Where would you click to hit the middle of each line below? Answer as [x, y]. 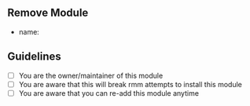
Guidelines [34, 57]
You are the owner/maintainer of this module [91, 75]
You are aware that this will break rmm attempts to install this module [131, 84]
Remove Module [48, 13]
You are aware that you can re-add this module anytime [109, 93]
